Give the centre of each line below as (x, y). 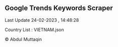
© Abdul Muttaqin (23, 39)
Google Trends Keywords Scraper (59, 8)
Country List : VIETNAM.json (34, 30)
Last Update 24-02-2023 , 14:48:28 (42, 20)
